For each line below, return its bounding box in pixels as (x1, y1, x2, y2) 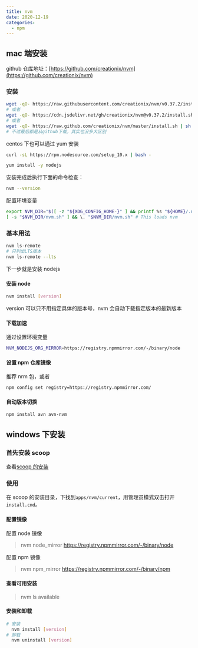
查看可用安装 (6, 580, 37, 587)
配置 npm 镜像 (6, 554, 41, 561)
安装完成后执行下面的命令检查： (6, 174, 84, 181)
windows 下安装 (6, 429, 66, 439)
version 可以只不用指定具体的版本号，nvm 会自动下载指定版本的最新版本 (6, 305, 182, 312)
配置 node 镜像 (6, 530, 42, 537)
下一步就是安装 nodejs (6, 265, 61, 272)
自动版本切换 (6, 398, 37, 405)
